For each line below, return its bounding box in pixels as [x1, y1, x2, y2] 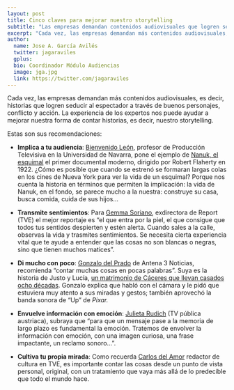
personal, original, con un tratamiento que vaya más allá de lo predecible [17, 367, 226, 376]
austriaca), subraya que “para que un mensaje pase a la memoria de [17, 317, 214, 325]
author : [7, 36, 30, 43]
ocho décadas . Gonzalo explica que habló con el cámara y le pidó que [17, 281, 219, 290]
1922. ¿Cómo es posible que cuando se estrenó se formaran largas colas [17, 165, 227, 174]
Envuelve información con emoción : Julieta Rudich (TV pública [17, 309, 201, 318]
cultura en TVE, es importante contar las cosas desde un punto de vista [17, 360, 223, 368]
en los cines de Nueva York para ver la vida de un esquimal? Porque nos [17, 173, 225, 181]
